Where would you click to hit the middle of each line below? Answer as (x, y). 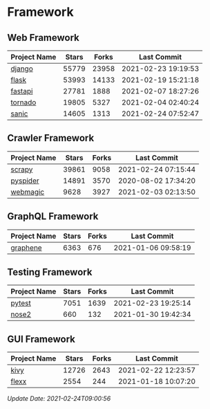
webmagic (28, 192)
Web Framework (43, 38)
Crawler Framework (51, 138)
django (22, 69)
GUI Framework (41, 339)
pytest (21, 303)
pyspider (25, 181)
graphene (27, 248)
